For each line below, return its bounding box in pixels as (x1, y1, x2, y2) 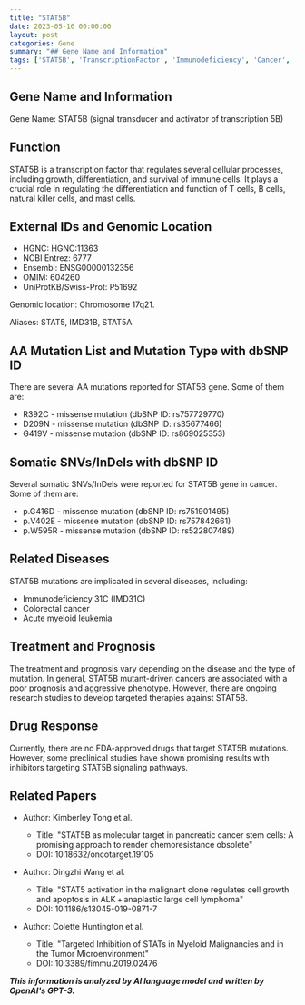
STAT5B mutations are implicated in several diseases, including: (9, 575, 248, 586)
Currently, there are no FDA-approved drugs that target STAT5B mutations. (9, 742, 289, 753)
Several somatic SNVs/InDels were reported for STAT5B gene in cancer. (9, 479, 278, 490)
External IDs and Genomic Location (9, 219, 212, 234)
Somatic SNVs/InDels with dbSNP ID (9, 454, 219, 470)
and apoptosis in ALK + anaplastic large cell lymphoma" (35, 894, 243, 905)
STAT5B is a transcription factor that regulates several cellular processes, (9, 164, 284, 174)
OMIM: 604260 (22, 272, 81, 283)
